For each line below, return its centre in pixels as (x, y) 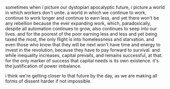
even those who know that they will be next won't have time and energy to (83, 44)
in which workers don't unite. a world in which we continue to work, (76, 13)
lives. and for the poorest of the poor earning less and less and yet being (81, 34)
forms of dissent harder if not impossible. (48, 81)
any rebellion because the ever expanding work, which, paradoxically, (78, 23)
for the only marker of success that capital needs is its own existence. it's (82, 61)
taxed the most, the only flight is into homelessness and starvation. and (80, 39)
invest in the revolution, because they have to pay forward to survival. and (82, 50)
